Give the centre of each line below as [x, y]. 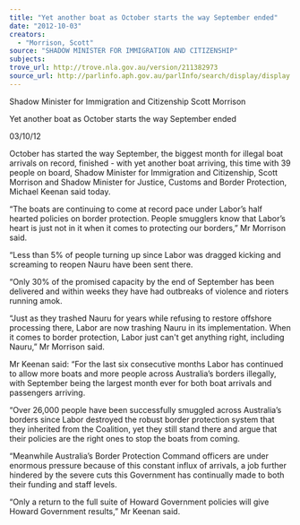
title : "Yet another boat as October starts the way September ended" [144, 17]
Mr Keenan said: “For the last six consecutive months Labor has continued [146, 364]
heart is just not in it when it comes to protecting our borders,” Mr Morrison [148, 228]
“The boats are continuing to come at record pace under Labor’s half [136, 209]
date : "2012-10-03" [46, 26]
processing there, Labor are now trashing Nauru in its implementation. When [150, 327]
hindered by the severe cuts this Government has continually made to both [147, 475]
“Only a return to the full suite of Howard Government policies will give [139, 502]
